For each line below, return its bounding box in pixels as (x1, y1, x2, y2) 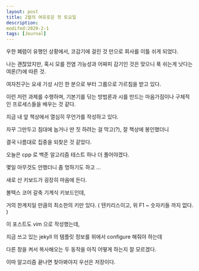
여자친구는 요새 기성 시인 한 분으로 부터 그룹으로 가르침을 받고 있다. (6, 81, 162, 88)
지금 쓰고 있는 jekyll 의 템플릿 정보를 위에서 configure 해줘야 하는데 (6, 233, 162, 241)
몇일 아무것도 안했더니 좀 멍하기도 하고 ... (6, 164, 101, 171)
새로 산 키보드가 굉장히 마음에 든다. (6, 177, 87, 184)
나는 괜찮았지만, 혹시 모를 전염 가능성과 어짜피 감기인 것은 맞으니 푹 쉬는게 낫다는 (6, 61, 193, 68)
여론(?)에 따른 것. (6, 68, 46, 75)
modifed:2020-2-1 (6, 25, 49, 31)
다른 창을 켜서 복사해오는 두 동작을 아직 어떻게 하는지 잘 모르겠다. (6, 246, 157, 253)
